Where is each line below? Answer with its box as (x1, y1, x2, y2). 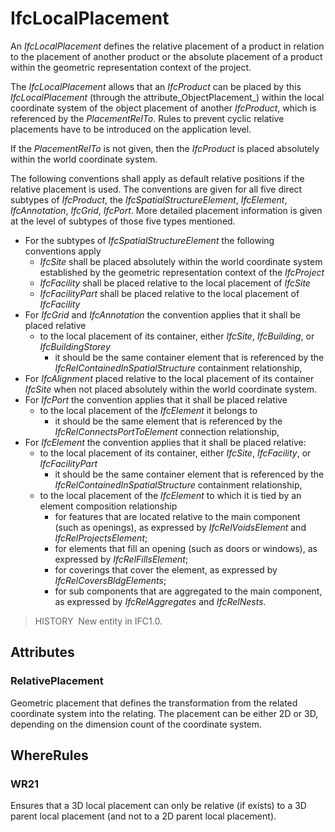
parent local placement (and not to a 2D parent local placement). (10, 810, 277, 822)
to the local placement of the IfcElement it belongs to (39, 404, 258, 416)
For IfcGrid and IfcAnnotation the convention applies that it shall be (24, 308, 301, 321)
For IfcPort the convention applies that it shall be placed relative (24, 393, 288, 406)
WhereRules (10, 747, 89, 764)
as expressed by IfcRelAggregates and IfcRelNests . (54, 595, 267, 607)
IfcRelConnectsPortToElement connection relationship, (54, 425, 280, 437)
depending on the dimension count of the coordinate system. (10, 718, 263, 730)
